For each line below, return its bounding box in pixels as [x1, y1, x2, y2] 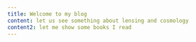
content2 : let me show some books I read [7, 23, 132, 31]
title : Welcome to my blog [7, 10, 87, 18]
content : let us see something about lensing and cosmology [7, 17, 190, 24]
